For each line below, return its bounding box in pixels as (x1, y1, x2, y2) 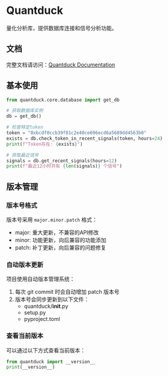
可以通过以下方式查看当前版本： (6, 346, 86, 354)
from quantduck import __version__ (6, 358, 96, 365)
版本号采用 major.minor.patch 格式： (6, 216, 98, 223)
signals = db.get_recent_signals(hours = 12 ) (6, 158, 117, 164)
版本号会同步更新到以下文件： (14, 296, 89, 303)
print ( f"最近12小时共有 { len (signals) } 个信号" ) (6, 163, 122, 169)
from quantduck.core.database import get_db (6, 97, 120, 103)
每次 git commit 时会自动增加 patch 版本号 (14, 288, 120, 296)
